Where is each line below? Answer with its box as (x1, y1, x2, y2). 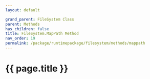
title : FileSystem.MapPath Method (5, 31, 79, 36)
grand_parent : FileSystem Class (5, 16, 74, 22)
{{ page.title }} (5, 63, 69, 74)
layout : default (5, 7, 40, 13)
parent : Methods (5, 22, 40, 27)
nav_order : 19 (5, 36, 36, 41)
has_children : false (5, 26, 50, 31)
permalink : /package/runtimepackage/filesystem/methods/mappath (5, 41, 145, 46)
